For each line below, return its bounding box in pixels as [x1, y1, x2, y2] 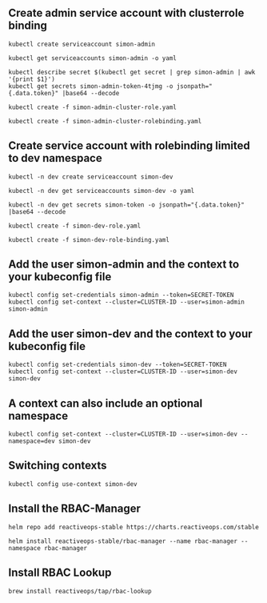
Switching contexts [8, 459, 107, 472]
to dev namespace [8, 151, 102, 165]
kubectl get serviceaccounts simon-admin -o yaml [8, 54, 177, 62]
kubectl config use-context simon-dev [8, 480, 137, 488]
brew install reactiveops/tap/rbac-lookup [8, 587, 152, 595]
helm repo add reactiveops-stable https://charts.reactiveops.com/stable [8, 523, 260, 531]
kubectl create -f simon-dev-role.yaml [8, 222, 141, 230]
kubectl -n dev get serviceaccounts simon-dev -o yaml [8, 187, 195, 195]
